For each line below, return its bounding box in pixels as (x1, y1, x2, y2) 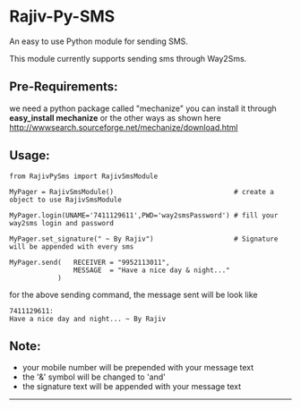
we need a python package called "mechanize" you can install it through (9, 103, 278, 114)
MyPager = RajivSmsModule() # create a (9, 187, 275, 196)
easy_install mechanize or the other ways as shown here (9, 112, 221, 123)
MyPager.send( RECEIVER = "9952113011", (9, 258, 170, 267)
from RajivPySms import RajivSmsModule (9, 172, 159, 181)
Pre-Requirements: (9, 79, 118, 95)
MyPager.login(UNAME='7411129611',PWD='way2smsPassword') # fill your (9, 210, 279, 220)
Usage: (9, 148, 51, 163)
